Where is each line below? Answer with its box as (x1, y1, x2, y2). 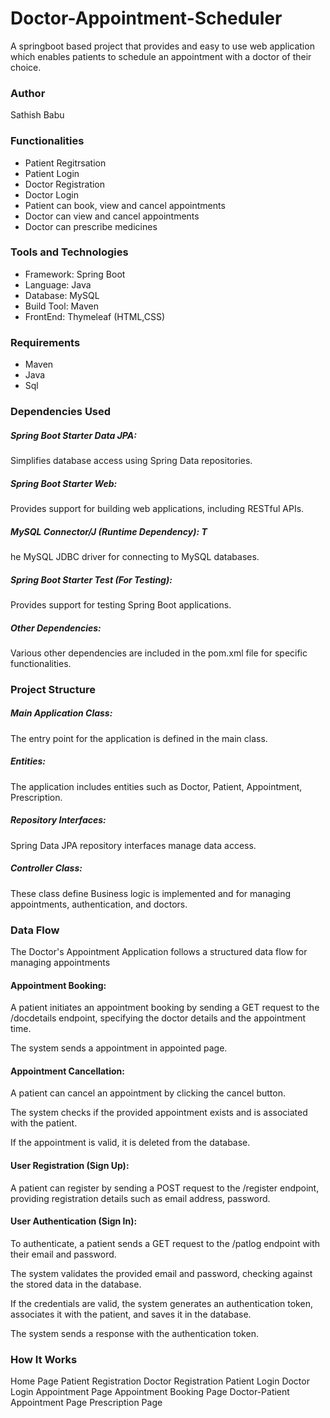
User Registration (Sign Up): (10, 1159, 130, 1171)
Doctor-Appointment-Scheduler (10, 7, 283, 30)
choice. (10, 61, 42, 73)
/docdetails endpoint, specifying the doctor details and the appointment (10, 1012, 307, 1024)
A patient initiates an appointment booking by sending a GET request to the (10, 1002, 320, 1014)
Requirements (10, 335, 81, 349)
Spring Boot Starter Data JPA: (10, 429, 137, 441)
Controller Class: (10, 862, 83, 874)
